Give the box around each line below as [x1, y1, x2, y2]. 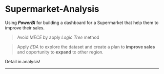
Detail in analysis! [5, 58, 41, 64]
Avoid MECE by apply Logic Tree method [17, 34, 100, 40]
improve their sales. [5, 25, 45, 30]
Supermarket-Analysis [5, 3, 99, 15]
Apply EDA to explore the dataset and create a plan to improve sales [17, 44, 155, 49]
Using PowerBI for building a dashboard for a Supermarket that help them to [5, 20, 159, 25]
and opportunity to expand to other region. [17, 49, 103, 55]
